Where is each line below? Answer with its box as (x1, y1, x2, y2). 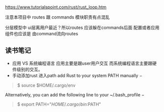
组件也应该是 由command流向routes (5, 31, 79, 36)
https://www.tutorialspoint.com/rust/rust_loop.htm (5, 4, 107, 10)
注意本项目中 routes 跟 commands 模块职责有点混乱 (5, 14, 110, 20)
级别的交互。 (16, 66, 43, 72)
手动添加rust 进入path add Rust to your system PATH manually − (12, 72, 142, 78)
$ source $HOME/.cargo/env (17, 82, 76, 88)
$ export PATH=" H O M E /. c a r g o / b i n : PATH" (17, 101, 101, 107)
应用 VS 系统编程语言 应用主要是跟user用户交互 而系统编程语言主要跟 (12, 60, 153, 66)
